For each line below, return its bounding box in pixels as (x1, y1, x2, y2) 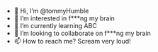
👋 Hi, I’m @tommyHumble (13, 7, 89, 15)
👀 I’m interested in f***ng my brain (13, 14, 115, 22)
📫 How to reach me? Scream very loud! (13, 37, 131, 45)
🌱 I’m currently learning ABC (13, 22, 97, 30)
